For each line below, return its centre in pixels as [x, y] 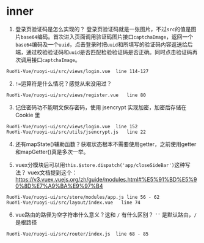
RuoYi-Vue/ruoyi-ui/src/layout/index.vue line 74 [73, 202]
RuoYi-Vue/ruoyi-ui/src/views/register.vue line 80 [76, 95]
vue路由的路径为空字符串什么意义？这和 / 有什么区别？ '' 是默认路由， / [106, 214]
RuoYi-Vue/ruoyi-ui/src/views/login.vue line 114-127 [78, 71]
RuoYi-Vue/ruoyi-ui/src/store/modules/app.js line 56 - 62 [83, 197]
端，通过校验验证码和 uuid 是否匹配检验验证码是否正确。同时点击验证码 [104, 52]
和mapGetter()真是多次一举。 [52, 152]
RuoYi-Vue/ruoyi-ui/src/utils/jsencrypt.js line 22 [76, 132]
